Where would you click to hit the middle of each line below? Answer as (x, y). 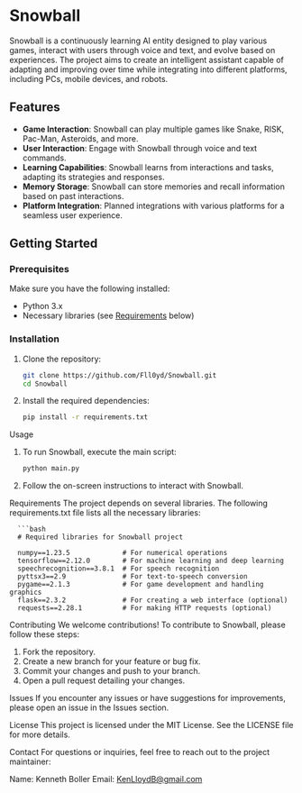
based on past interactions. (73, 196)
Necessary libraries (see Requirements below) (108, 315)
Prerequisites (39, 269)
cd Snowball (45, 384)
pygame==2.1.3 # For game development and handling (141, 585)
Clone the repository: (62, 359)
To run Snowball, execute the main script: (100, 452)
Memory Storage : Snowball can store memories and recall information (154, 187)
